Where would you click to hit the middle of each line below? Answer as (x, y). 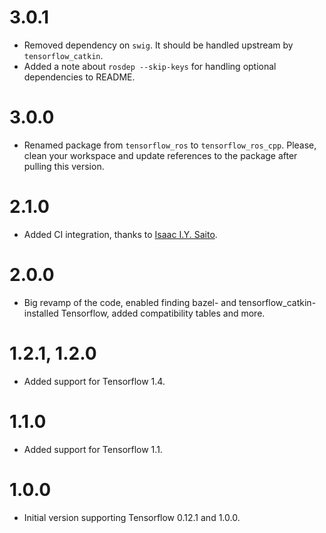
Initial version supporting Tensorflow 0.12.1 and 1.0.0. (132, 517)
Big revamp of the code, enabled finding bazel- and (130, 302)
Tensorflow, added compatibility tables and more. (163, 313)
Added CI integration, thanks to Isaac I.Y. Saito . (120, 234)
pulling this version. (64, 166)
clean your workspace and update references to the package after (160, 155)
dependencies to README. (79, 77)
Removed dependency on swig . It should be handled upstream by (158, 45)
